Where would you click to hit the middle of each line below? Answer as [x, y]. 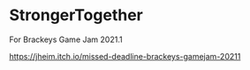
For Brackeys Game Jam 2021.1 [66, 39]
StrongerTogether [76, 15]
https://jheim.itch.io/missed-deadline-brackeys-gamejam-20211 [125, 56]
